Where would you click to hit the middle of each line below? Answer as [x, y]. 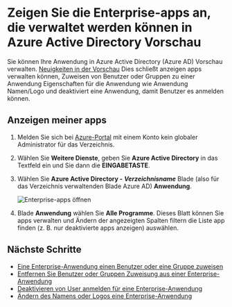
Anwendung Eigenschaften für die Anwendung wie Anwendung [98, 83]
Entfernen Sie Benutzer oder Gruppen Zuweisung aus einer [101, 274]
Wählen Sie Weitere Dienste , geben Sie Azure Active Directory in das [117, 158]
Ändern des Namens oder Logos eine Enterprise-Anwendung [105, 296]
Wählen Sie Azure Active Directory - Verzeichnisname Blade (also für [118, 179]
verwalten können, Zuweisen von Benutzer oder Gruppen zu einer [101, 76]
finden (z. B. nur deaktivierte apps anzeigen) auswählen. [98, 228]
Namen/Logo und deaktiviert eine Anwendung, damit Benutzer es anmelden [115, 91]
